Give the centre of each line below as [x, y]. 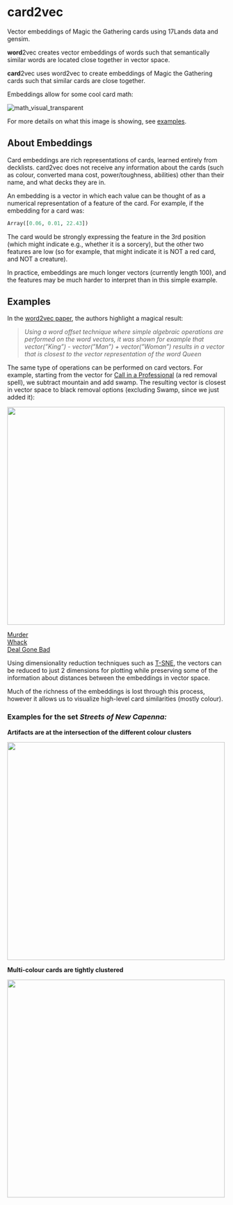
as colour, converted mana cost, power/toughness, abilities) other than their [116, 174]
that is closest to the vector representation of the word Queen [113, 354]
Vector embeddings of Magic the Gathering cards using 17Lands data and [113, 31]
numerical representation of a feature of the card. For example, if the [105, 203]
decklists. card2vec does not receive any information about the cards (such [115, 167]
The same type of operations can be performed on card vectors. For [105, 367]
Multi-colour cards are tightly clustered [65, 969]
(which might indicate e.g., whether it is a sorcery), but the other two [105, 244]
